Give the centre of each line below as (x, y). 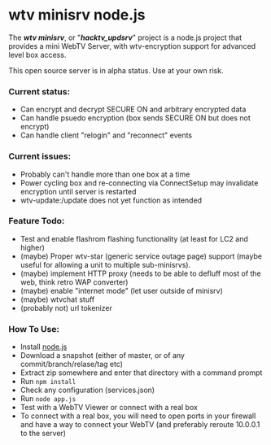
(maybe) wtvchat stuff (57, 299)
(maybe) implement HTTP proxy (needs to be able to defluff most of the (141, 273)
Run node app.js (48, 399)
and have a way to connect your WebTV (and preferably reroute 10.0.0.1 (140, 425)
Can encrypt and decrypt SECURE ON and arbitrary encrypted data (133, 109)
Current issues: (40, 156)
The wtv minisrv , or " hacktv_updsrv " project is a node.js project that (125, 37)
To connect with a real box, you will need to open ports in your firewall (138, 416)
